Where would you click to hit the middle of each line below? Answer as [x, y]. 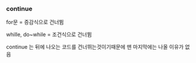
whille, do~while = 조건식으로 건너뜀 [49, 34]
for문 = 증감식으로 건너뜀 [35, 22]
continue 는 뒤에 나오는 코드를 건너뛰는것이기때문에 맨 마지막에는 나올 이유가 [95, 47]
